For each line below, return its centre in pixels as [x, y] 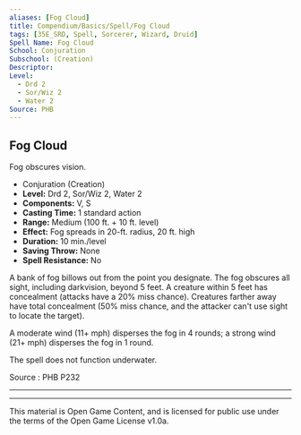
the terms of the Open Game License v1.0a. [89, 421]
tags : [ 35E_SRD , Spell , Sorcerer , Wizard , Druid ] [104, 34]
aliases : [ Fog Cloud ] [50, 17]
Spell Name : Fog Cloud [52, 43]
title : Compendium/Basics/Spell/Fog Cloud [90, 26]
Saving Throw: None [61, 251]
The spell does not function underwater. [83, 360]
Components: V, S [56, 203]
